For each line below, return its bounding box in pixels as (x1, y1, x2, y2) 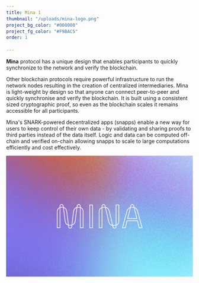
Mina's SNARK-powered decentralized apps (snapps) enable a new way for (6, 119, 190, 126)
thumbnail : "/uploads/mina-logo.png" (6, 15, 99, 22)
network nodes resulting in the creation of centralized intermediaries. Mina (6, 82, 188, 89)
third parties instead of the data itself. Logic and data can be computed (6, 131, 179, 138)
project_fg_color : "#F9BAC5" (6, 28, 78, 34)
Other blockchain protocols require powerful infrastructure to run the (6, 76, 174, 82)
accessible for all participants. (6, 107, 80, 114)
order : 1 (6, 34, 28, 41)
